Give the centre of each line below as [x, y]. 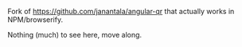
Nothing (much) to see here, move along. [75, 35]
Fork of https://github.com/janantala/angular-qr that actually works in [121, 11]
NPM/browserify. [35, 20]
